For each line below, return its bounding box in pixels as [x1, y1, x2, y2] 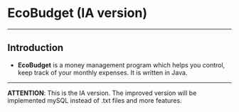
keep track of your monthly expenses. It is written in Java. [17, 68, 188, 77]
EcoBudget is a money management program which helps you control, [17, 60, 225, 69]
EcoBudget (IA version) [7, 5, 148, 21]
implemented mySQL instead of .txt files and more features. [7, 96, 183, 104]
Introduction [7, 42, 64, 54]
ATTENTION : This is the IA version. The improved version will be [7, 89, 197, 97]
